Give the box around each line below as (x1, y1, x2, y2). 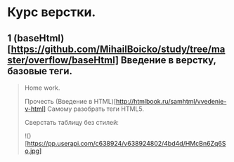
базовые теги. (7, 65, 72, 77)
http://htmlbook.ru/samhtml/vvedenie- (115, 97, 227, 105)
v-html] (24, 104, 46, 113)
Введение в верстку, (120, 54, 216, 66)
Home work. (24, 83, 60, 92)
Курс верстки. (7, 4, 96, 20)
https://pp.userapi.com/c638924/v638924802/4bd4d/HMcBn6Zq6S (27, 140, 226, 147)
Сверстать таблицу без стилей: (24, 119, 119, 126)
